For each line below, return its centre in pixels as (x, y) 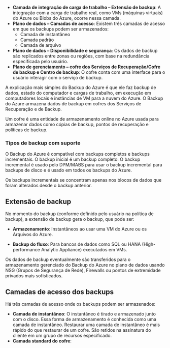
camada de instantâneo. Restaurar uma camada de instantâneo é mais (86, 325)
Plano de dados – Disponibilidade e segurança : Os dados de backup (85, 51)
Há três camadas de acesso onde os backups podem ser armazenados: (80, 304)
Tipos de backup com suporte (43, 143)
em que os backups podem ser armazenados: (61, 29)
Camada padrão (37, 40)
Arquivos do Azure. (33, 235)
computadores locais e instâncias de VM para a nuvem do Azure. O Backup (84, 98)
